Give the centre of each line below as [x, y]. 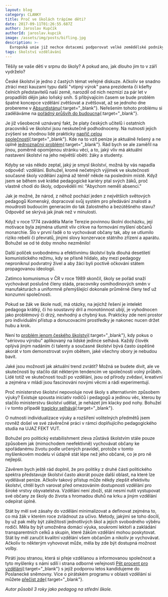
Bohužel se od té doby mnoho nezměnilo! [48, 243]
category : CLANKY [23, 15]
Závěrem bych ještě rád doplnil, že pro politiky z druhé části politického [78, 469]
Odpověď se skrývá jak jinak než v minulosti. [51, 212]
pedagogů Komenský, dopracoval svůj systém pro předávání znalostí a [78, 201]
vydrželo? [15, 71]
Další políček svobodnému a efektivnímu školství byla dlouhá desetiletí [78, 253]
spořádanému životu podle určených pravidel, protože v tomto [69, 449]
